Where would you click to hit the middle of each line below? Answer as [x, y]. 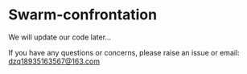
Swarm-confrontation [83, 15]
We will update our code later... [60, 37]
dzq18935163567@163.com [54, 61]
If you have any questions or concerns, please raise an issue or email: [124, 52]
